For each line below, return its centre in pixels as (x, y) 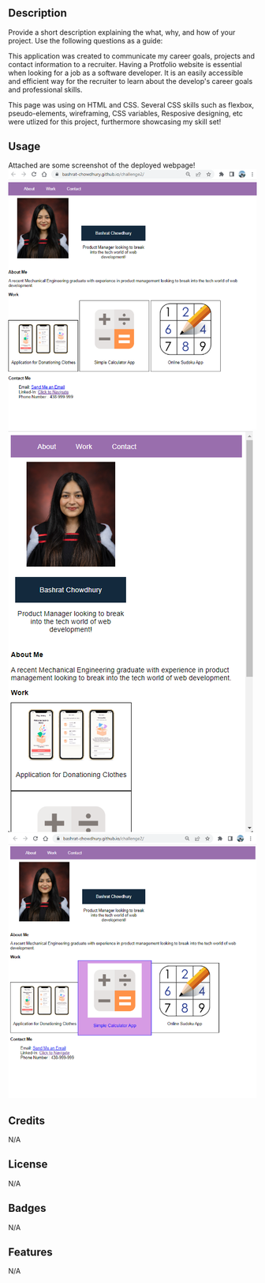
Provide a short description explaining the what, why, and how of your (122, 32)
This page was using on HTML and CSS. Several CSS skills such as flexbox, (131, 104)
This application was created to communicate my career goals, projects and (131, 56)
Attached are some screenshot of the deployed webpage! (102, 165)
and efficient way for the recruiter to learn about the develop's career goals (131, 81)
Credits (27, 1121)
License (28, 1164)
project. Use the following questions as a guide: (86, 40)
